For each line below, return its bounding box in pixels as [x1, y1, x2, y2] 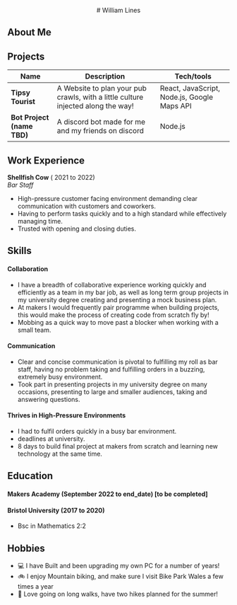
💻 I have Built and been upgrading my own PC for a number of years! [17, 562, 220, 570]
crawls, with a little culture [56, 92, 144, 102]
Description [85, 71, 126, 81]
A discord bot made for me [56, 117, 146, 127]
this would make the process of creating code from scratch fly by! [17, 311, 209, 319]
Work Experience [7, 154, 85, 166]
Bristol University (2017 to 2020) [7, 506, 105, 514]
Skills [7, 245, 32, 257]
